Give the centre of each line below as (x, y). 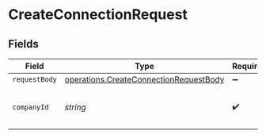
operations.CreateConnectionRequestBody (144, 79)
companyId (30, 107)
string (76, 107)
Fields (24, 44)
